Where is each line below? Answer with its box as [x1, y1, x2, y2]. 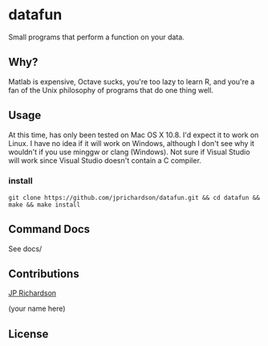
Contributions [8, 267, 79, 281]
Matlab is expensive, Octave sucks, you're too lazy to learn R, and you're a [8, 76, 255, 86]
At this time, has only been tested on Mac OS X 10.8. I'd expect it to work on [8, 130, 259, 140]
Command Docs [8, 222, 91, 236]
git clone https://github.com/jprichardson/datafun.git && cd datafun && [8, 193, 261, 201]
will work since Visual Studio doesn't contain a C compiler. [8, 155, 202, 165]
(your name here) [8, 303, 66, 314]
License [8, 327, 49, 340]
